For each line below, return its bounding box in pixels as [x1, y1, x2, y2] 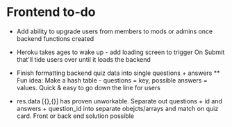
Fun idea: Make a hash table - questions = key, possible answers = [16, 76, 208, 84]
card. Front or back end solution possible [16, 112, 135, 120]
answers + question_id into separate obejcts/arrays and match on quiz [16, 104, 219, 112]
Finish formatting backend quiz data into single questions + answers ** [16, 69, 220, 77]
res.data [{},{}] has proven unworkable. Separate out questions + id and [16, 96, 223, 105]
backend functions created [16, 34, 94, 42]
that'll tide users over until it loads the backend [16, 55, 151, 63]
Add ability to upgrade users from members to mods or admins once [16, 27, 213, 35]
